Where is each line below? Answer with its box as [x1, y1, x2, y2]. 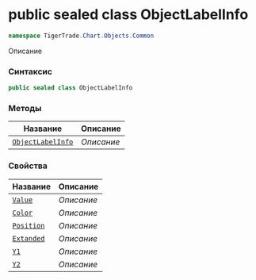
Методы [8, 102, 42, 113]
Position [12, 221, 45, 230]
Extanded [12, 234, 45, 243]
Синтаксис [8, 66, 53, 77]
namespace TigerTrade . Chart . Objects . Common [8, 32, 155, 40]
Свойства [8, 160, 48, 171]
